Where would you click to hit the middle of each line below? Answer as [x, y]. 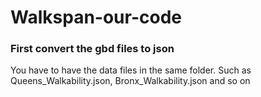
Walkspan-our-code [96, 17]
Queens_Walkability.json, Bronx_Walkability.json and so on [130, 81]
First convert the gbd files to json [92, 49]
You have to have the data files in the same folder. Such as [131, 70]
